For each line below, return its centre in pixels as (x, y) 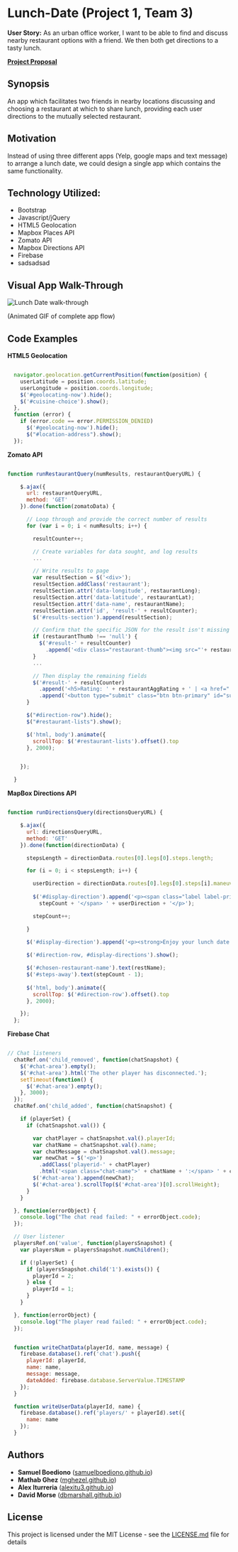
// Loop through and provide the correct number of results (117, 519)
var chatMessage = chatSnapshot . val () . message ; (104, 1152)
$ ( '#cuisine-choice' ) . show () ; (65, 402)
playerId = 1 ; (53, 1289)
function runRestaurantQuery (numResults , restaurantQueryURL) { (104, 474)
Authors (26, 1455)
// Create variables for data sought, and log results (115, 551)
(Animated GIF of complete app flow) (61, 316)
